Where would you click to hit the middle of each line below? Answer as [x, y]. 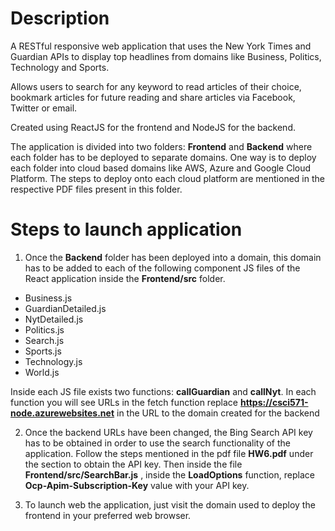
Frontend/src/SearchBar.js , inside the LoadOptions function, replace [169, 474]
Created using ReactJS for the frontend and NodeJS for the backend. [153, 127]
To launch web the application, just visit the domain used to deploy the [170, 504]
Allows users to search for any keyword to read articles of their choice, [156, 86]
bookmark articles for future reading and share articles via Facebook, [153, 97]
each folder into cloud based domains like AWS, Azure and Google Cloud [161, 168]
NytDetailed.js [54, 319]
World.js [42, 372]
